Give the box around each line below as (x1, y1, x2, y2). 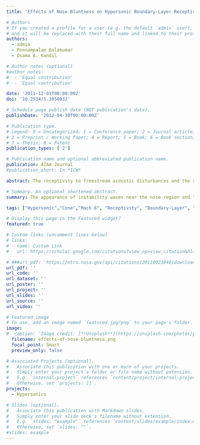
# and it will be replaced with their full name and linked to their (6, 30, 183, 36)
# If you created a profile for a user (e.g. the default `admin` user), (6, 25, 193, 31)
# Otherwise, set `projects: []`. (6, 380, 97, 387)
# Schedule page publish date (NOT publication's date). (6, 107, 151, 113)
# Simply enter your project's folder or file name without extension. (6, 369, 193, 375)
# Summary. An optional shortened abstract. (6, 189, 118, 195)
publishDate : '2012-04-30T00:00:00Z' (6, 112, 100, 118)
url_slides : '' (6, 292, 44, 298)
